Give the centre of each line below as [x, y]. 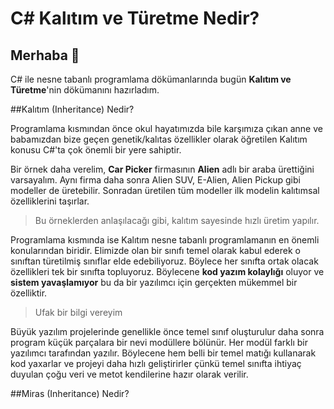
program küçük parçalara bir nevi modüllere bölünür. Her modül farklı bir [159, 342]
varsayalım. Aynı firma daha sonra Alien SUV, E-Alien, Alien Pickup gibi [155, 180]
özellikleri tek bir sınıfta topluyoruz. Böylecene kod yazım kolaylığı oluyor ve [167, 271]
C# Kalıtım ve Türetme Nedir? [135, 18]
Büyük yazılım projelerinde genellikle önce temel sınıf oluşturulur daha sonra [167, 331]
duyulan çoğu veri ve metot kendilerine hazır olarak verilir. [129, 374]
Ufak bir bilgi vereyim [78, 312]
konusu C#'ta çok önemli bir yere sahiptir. [96, 150]
